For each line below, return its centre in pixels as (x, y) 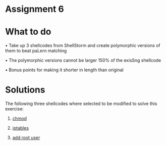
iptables (20, 128)
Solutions (25, 90)
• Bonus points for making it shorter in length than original (64, 70)
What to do (28, 32)
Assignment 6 (35, 9)
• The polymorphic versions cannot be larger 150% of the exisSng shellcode (83, 60)
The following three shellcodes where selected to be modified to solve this (81, 104)
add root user (26, 138)
